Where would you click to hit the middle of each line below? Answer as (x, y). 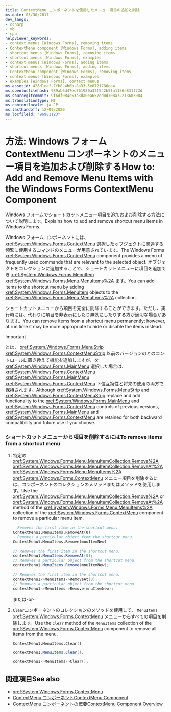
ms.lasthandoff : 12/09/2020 (35, 110)
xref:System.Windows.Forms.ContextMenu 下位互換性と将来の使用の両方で (84, 383)
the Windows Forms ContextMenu (79, 189)
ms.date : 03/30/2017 (27, 15)
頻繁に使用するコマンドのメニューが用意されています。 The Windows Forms (85, 250)
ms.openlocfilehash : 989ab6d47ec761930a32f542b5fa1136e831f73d (74, 91)
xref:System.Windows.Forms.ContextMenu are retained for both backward (84, 417)
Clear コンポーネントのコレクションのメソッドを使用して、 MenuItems (85, 610)
